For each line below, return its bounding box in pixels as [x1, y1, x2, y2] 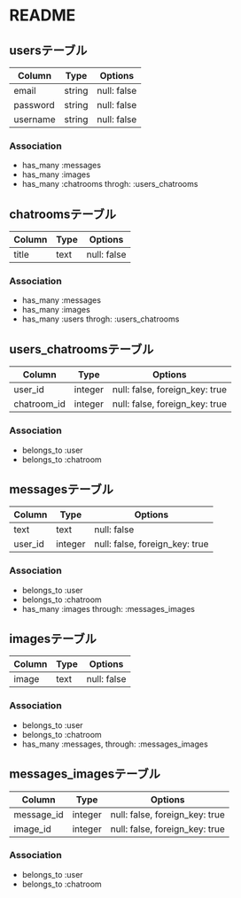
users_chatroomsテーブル [9, 342, 154, 357]
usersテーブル [9, 43, 88, 58]
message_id [13, 808, 64, 820]
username [13, 113, 56, 125]
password [13, 99, 55, 111]
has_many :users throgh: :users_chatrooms [21, 314, 180, 324]
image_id [13, 823, 51, 835]
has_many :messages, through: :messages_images [21, 739, 208, 749]
